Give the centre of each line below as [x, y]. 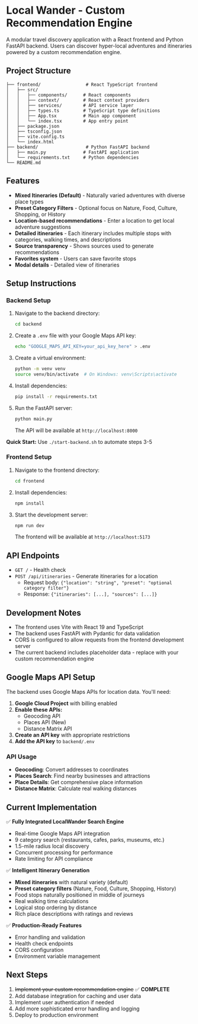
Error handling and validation [50, 937]
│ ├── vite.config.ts [36, 137]
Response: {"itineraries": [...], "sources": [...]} [90, 594]
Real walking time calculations [52, 901]
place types [29, 201]
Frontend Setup [29, 457]
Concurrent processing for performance [64, 852]
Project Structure [39, 71]
